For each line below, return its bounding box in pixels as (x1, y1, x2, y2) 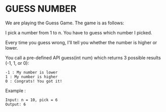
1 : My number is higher (5, 74, 58, 79)
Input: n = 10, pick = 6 (5, 97, 58, 102)
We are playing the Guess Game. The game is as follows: (5, 20, 124, 26)
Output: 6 (5, 102, 26, 107)
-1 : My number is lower (5, 69, 58, 75)
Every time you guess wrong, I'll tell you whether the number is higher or (5, 39, 157, 46)
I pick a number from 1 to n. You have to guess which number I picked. (5, 29, 152, 35)
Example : (5, 87, 26, 94)
